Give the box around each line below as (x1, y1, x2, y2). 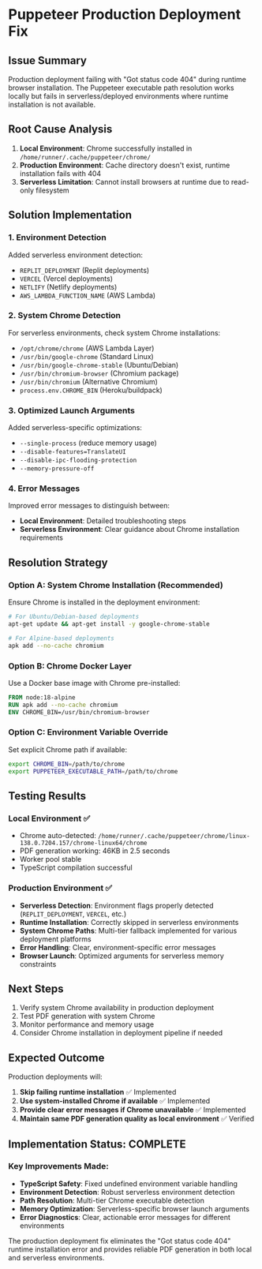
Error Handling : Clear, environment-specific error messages (19, 942, 216, 952)
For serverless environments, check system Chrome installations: (8, 328, 221, 337)
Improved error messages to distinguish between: (8, 501, 170, 511)
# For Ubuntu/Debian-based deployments (8, 613, 140, 621)
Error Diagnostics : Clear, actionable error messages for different (19, 1212, 231, 1222)
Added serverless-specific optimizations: (8, 423, 142, 432)
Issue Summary (8, 54, 87, 67)
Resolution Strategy (8, 556, 108, 569)
